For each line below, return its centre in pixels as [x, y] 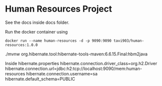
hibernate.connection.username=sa [62, 73]
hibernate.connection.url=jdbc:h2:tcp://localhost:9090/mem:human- [73, 69]
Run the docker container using [36, 32]
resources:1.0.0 [21, 45]
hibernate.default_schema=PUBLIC [40, 79]
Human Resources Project [59, 9]
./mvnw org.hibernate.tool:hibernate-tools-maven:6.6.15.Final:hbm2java [76, 54]
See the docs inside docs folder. [37, 22]
